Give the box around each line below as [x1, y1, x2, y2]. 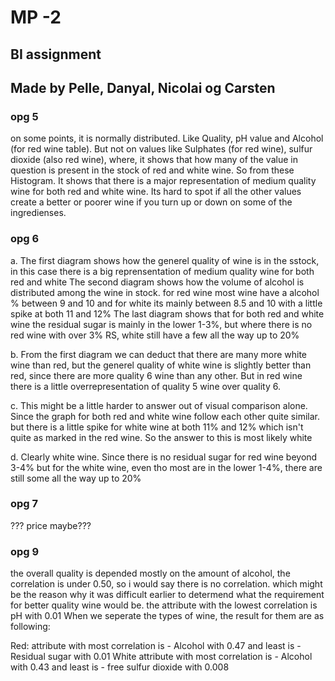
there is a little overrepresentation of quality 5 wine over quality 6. [10, 380, 281, 392]
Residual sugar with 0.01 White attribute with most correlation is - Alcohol [10, 651, 313, 663]
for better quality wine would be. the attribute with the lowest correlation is [10, 599, 318, 611]
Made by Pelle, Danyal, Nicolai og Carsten [10, 79, 276, 96]
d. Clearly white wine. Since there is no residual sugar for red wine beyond [10, 451, 318, 463]
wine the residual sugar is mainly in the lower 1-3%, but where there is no [10, 318, 313, 330]
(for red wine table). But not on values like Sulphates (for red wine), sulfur [10, 143, 313, 155]
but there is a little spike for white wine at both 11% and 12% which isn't [10, 421, 304, 433]
